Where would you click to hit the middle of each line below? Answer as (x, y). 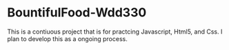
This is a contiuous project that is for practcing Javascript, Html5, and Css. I (115, 32)
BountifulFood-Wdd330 (77, 13)
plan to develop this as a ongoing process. (67, 38)
